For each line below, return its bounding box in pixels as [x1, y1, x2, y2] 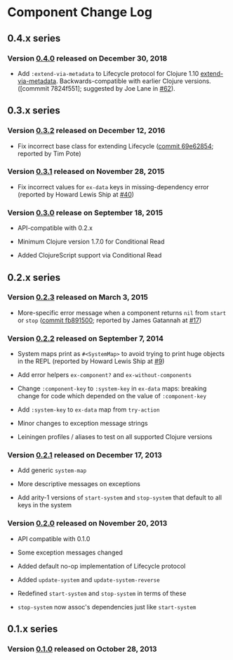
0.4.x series [7, 32, 61, 44]
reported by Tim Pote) [17, 149, 82, 158]
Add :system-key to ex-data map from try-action [17, 405, 160, 414]
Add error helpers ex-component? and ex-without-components [17, 371, 192, 379]
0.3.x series [7, 105, 61, 117]
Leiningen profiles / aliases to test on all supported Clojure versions [17, 433, 213, 441]
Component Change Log [7, 4, 153, 20]
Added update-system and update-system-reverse [17, 575, 160, 584]
